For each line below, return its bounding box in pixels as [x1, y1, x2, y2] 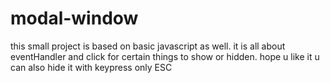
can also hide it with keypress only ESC [10, 61, 173, 73]
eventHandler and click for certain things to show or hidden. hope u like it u [10, 50, 320, 62]
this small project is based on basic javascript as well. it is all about [10, 40, 286, 52]
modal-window [10, 7, 139, 30]
